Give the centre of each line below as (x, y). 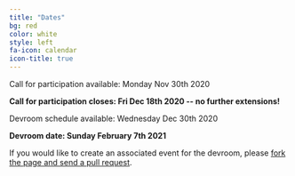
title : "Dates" (37, 17)
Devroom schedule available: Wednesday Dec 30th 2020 (114, 118)
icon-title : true (41, 59)
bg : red (24, 26)
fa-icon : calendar (43, 51)
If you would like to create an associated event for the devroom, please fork (147, 153)
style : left (31, 42)
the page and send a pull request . (71, 162)
